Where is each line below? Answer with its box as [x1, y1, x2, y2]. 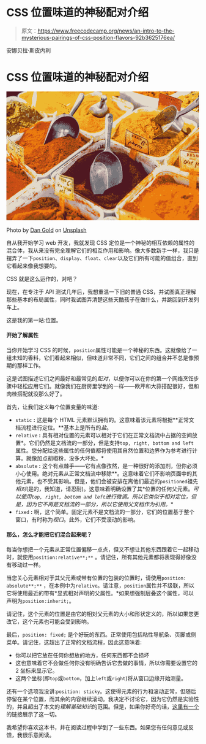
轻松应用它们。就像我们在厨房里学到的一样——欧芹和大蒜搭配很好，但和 [17, 382, 199, 389]
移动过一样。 [11, 561, 44, 569]
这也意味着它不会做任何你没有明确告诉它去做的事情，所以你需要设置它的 [15, 659, 197, 667]
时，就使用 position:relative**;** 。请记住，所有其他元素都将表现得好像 [6, 553, 191, 561]
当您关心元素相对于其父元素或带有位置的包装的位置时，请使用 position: [6, 574, 186, 581]
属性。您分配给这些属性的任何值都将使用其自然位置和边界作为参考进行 [15, 447, 193, 454]
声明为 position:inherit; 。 [6, 597, 75, 605]
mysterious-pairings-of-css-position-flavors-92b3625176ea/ [21, 34, 175, 41]
